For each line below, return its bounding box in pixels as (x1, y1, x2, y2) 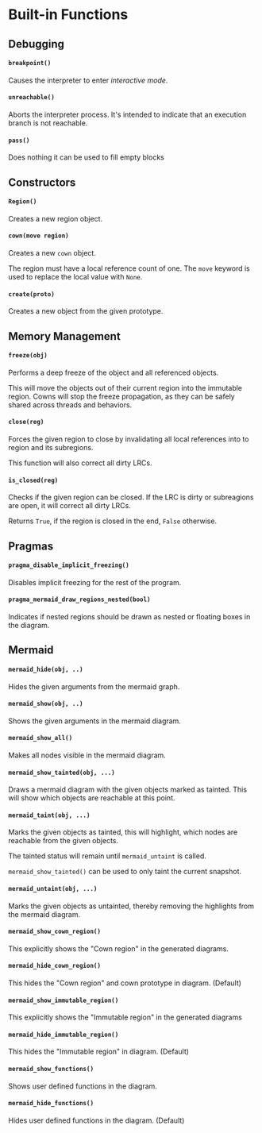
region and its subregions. (8, 442, 94, 452)
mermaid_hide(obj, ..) (8, 665, 83, 673)
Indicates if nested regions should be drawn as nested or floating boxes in (8, 611, 251, 621)
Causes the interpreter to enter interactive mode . (8, 75, 168, 85)
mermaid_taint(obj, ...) (8, 811, 91, 819)
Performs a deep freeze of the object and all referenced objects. (8, 368, 219, 377)
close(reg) (8, 418, 44, 426)
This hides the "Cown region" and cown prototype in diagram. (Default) (8, 978, 242, 988)
